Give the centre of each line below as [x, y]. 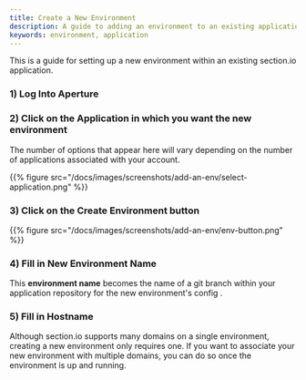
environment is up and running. [68, 365]
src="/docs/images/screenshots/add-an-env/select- [149, 177]
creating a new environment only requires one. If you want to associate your [152, 346]
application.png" [41, 187]
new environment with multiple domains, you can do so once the [131, 355]
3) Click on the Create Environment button [105, 211]
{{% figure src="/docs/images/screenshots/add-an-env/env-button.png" [147, 230]
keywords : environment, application [79, 35]
